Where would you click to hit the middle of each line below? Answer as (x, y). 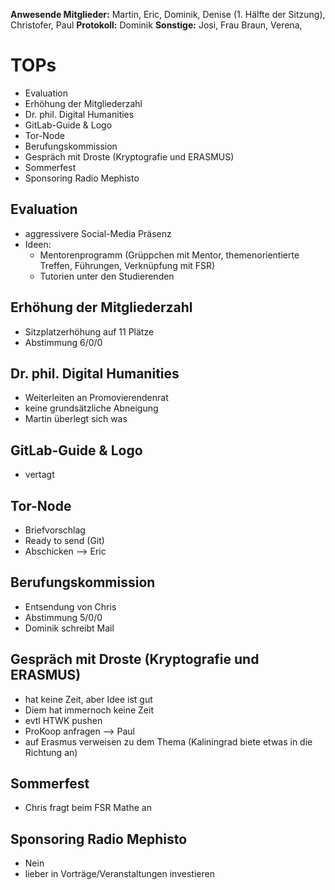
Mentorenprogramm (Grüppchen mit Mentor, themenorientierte (169, 255)
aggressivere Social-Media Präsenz (98, 233)
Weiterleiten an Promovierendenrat (96, 398)
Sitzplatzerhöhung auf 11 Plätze (89, 331)
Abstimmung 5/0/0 (63, 617)
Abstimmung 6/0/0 (63, 342)
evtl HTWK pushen (63, 720)
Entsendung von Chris (70, 606)
